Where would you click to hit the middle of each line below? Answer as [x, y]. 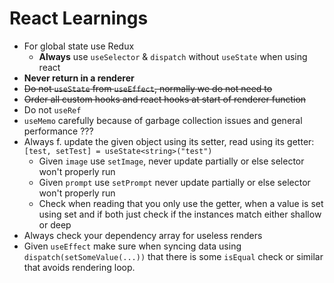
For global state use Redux [79, 46]
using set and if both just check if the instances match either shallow [180, 214]
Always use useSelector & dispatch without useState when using [173, 56]
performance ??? [58, 131]
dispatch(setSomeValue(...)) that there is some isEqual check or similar [173, 256]
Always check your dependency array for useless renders [143, 235]
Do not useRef [52, 109]
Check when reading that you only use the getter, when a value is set [181, 203]
